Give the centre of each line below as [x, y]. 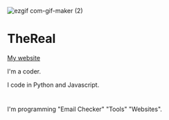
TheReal [32, 39]
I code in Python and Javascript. [53, 85]
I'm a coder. [24, 71]
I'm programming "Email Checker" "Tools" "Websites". [85, 109]
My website [24, 58]
